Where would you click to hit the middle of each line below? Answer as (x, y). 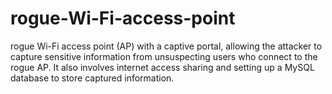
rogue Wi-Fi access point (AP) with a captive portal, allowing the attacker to (166, 46)
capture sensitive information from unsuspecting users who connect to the (164, 56)
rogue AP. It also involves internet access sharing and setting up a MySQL (162, 67)
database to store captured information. (92, 78)
